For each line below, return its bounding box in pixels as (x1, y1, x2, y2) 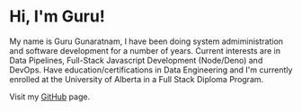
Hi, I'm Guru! (9, 6, 105, 27)
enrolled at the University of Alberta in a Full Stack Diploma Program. (9, 73, 264, 84)
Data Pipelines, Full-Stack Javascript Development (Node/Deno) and (9, 55, 263, 65)
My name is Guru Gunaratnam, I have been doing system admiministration (9, 36, 284, 47)
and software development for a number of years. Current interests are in (9, 45, 281, 55)
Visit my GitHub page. (9, 91, 91, 102)
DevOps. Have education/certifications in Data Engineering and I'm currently (9, 64, 293, 75)
